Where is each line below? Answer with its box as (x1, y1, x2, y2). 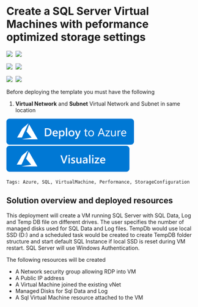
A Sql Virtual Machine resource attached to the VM (15, 294, 144, 301)
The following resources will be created (6, 256, 106, 263)
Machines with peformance (6, 17, 149, 31)
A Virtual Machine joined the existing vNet (15, 281, 121, 288)
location (15, 106, 36, 114)
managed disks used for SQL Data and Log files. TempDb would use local (6, 225, 191, 232)
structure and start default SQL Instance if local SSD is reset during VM (6, 237, 186, 245)
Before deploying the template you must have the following (6, 88, 155, 95)
